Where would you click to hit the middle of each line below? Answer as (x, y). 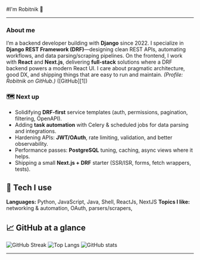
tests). (23, 169)
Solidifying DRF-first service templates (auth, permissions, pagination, (101, 112)
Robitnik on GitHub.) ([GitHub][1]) (47, 81)
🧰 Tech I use (29, 187)
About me (21, 30)
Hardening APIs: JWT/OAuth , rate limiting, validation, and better (93, 137)
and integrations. (35, 131)
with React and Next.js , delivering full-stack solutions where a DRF (89, 62)
